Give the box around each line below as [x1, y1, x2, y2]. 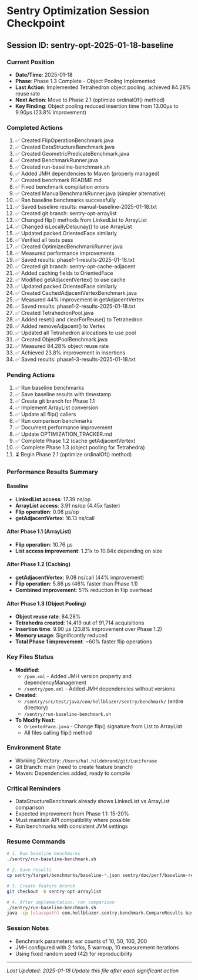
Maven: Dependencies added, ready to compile [15, 769, 130, 777]
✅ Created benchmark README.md [15, 177, 102, 184]
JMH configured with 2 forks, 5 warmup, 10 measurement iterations [15, 943, 179, 951]
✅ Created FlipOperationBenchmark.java [15, 137, 114, 144]
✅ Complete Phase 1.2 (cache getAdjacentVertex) [15, 438, 136, 445]
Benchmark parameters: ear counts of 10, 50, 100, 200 [15, 938, 147, 945]
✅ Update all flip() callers [15, 411, 76, 418]
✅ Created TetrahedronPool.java [15, 310, 94, 317]
